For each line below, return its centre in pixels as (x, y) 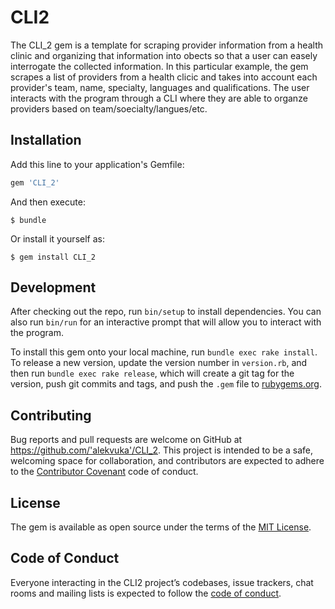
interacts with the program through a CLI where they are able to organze (159, 98)
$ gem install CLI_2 (53, 257)
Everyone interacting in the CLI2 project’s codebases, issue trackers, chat (162, 582)
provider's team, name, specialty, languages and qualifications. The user (160, 87)
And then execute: (48, 202)
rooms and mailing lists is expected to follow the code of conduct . (146, 593)
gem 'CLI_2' (35, 182)
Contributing (51, 415)
